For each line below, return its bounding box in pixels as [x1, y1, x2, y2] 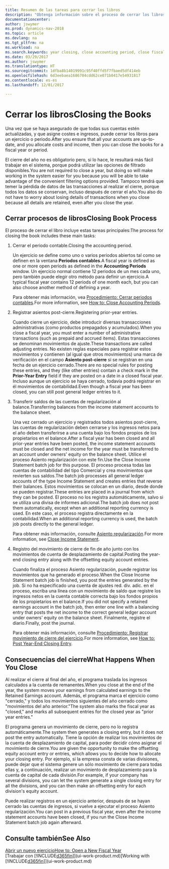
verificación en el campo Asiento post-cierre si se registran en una [12, 357, 152, 363]
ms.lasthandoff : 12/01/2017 [5, 82, 64, 87]
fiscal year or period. [5, 147, 49, 153]
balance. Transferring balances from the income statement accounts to [12, 404, 159, 410]
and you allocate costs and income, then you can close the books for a [17, 141, 163, 147]
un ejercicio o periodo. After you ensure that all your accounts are [5, 136, 140, 142]
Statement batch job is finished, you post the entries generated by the [12, 577, 157, 583]
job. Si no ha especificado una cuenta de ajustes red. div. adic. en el [12, 582, 154, 588]
